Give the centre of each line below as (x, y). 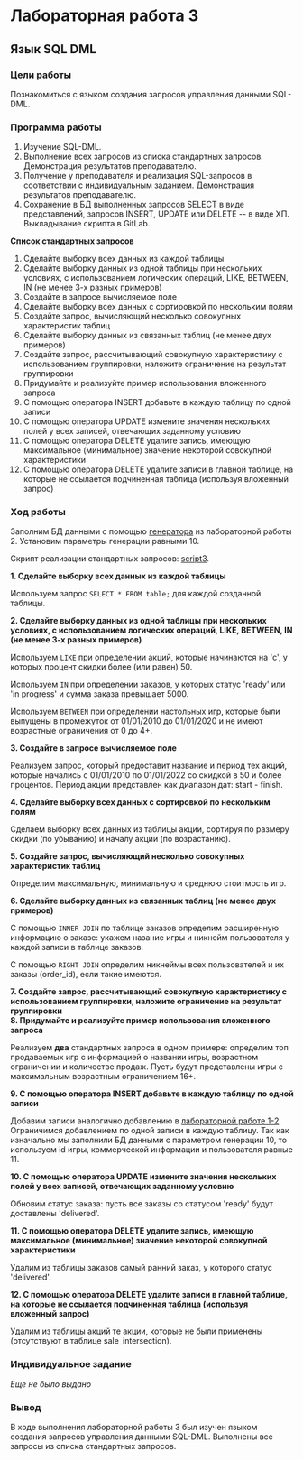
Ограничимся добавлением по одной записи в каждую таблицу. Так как (150, 1131)
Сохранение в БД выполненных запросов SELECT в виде (134, 205)
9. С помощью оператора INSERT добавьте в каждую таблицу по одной (152, 1094)
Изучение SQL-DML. (62, 147)
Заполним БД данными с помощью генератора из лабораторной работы (151, 531)
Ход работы (38, 513)
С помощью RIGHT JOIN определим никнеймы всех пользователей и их (147, 965)
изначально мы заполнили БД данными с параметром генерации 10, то (149, 1140)
